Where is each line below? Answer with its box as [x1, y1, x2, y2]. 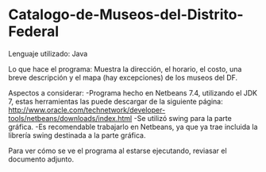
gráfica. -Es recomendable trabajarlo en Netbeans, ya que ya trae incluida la [8, 122, 258, 131]
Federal [8, 22, 60, 41]
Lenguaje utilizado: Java [8, 49, 88, 58]
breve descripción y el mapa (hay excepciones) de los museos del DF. [8, 72, 238, 82]
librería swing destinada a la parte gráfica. [8, 130, 146, 140]
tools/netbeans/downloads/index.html [8, 113, 133, 123]
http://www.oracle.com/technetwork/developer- [8, 105, 166, 115]
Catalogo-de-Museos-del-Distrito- [8, 6, 244, 24]
